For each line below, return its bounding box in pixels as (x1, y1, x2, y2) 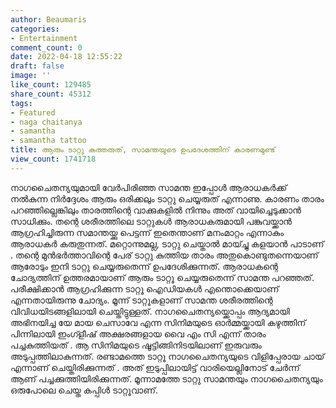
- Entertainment (10, 33, 78, 43)
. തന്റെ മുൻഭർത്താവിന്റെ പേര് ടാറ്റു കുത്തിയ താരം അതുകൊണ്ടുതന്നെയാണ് (10, 249, 319, 261)
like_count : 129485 (10, 80, 92, 90)
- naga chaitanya (10, 117, 83, 127)
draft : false (10, 61, 65, 71)
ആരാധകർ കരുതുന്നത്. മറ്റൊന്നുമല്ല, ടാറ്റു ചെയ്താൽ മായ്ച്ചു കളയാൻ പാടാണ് (10, 237, 325, 250)
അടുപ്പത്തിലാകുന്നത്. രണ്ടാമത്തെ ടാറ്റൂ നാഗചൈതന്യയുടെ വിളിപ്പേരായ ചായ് (10, 350, 325, 362)
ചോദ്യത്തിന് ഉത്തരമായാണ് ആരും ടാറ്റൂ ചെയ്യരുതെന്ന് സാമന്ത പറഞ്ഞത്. (10, 271, 315, 283)
